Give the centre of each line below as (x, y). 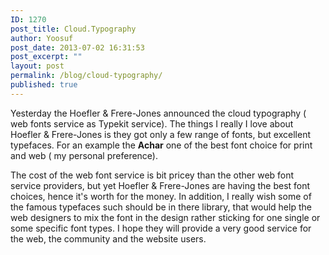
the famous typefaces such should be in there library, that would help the (161, 207)
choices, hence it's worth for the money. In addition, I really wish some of (161, 196)
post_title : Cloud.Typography (73, 29)
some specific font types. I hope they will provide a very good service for (161, 228)
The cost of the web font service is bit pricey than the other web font (152, 175)
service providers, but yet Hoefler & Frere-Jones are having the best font (160, 185)
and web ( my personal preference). (84, 155)
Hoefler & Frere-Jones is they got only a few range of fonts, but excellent (160, 134)
